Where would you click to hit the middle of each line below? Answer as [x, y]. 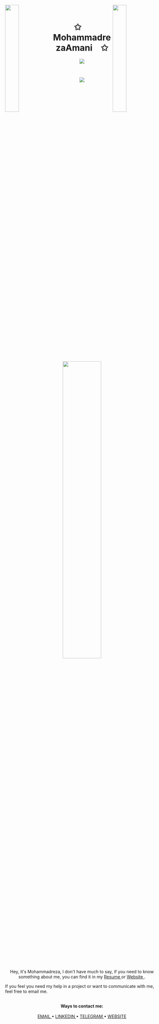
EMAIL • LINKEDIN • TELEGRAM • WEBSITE [82, 1016]
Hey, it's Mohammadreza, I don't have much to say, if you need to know [82, 972]
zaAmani [74, 48]
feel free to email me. [26, 991]
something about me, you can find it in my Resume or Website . [82, 977]
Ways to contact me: [82, 1006]
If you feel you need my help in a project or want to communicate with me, [80, 986]
